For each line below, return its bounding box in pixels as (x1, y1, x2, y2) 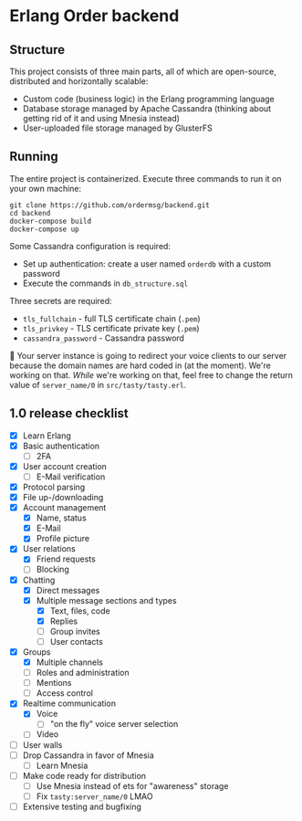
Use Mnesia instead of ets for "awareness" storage (36, 780, 229, 791)
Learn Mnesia (36, 760, 89, 771)
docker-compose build (9, 216, 92, 226)
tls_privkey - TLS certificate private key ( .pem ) (22, 322, 200, 333)
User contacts (49, 636, 103, 647)
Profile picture (36, 533, 90, 544)
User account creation (22, 460, 108, 471)
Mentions (36, 678, 72, 689)
